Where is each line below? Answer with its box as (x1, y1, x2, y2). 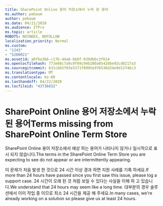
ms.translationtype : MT (5, 70, 54, 75)
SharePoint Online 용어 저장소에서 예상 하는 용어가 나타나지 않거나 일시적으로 (5, 145, 153, 151)
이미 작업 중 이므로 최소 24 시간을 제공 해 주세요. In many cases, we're (18, 190, 152, 196)
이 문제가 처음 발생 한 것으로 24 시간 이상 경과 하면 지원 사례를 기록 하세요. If (5, 167, 149, 173)
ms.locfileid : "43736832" (5, 83, 57, 89)
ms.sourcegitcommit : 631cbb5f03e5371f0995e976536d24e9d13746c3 (5, 66, 136, 71)
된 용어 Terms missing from (5, 118, 113, 129)
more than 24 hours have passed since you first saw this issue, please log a (5, 173, 157, 178)
